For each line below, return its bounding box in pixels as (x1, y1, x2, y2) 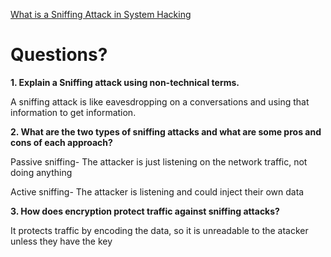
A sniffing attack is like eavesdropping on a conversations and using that (10, 95, 310, 108)
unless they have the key (10, 235, 113, 247)
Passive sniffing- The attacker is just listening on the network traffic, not (10, 155, 308, 168)
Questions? (10, 44, 108, 66)
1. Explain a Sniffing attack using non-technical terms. (10, 76, 240, 88)
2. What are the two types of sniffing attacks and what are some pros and (10, 125, 322, 138)
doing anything (10, 166, 73, 178)
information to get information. (10, 106, 137, 118)
